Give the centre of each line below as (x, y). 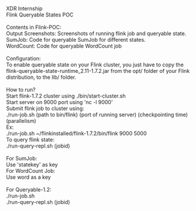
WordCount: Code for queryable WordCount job (64, 46)
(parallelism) (21, 121)
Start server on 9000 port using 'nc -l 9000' (59, 102)
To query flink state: (30, 140)
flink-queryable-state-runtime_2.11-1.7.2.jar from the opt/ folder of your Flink (98, 71)
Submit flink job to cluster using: (45, 108)
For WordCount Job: (31, 171)
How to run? (21, 90)
